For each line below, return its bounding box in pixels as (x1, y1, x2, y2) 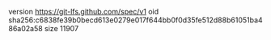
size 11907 (44, 24, 79, 33)
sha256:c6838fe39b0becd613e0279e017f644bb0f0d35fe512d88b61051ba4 (8, 15, 263, 25)
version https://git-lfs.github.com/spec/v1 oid (8, 7, 159, 16)
